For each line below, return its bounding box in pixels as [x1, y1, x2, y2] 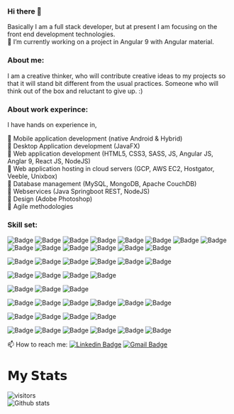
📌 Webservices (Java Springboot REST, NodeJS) [7, 187, 150, 195]
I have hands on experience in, [7, 120, 97, 129]
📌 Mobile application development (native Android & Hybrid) [7, 134, 183, 143]
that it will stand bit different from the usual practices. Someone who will [7, 79, 218, 87]
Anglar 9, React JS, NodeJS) [7, 156, 91, 165]
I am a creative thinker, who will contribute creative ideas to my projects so [7, 71, 225, 80]
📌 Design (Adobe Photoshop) [7, 195, 93, 203]
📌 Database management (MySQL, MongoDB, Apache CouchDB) [7, 179, 197, 187]
